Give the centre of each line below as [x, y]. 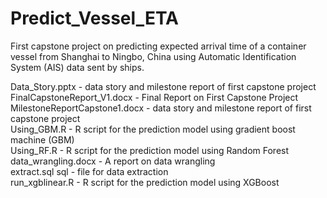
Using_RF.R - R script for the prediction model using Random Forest [150, 150]
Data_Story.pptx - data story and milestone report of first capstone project [163, 86]
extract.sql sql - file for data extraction [89, 171]
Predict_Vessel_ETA [95, 18]
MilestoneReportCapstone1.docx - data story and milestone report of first [161, 108]
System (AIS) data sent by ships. [77, 67]
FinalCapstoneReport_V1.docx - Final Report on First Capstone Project [154, 97]
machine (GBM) [42, 139]
